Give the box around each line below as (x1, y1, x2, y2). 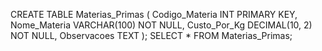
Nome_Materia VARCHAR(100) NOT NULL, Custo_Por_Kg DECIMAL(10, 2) (10, 19, 313, 31)
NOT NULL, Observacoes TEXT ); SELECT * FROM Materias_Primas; (10, 30, 293, 41)
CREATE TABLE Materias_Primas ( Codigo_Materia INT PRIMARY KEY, (10, 9, 298, 20)
